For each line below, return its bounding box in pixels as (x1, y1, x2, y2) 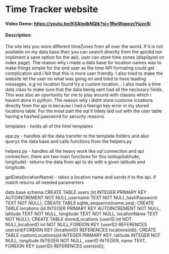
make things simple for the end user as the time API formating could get (5, 65, 155, 71)
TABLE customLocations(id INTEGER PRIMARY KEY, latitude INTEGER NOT (5, 232, 160, 238)
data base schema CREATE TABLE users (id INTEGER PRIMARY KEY (5, 189, 147, 195)
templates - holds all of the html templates (5, 123, 93, 129)
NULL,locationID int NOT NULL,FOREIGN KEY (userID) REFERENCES (5, 221, 147, 227)
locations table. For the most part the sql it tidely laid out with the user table (5, 108, 162, 114)
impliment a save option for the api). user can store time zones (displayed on (5, 54, 165, 60)
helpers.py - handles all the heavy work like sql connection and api (5, 148, 144, 154)
